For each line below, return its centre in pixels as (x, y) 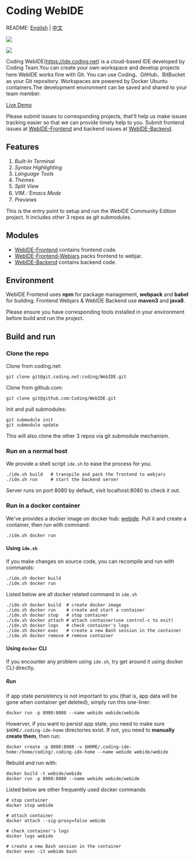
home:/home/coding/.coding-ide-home (51, 752)
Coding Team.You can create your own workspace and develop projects (93, 67)
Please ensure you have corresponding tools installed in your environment (96, 312)
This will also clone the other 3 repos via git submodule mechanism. (88, 436)
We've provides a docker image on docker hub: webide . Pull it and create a (96, 518)
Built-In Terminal (34, 161)
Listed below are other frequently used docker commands (76, 790)
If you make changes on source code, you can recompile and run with (90, 561)
